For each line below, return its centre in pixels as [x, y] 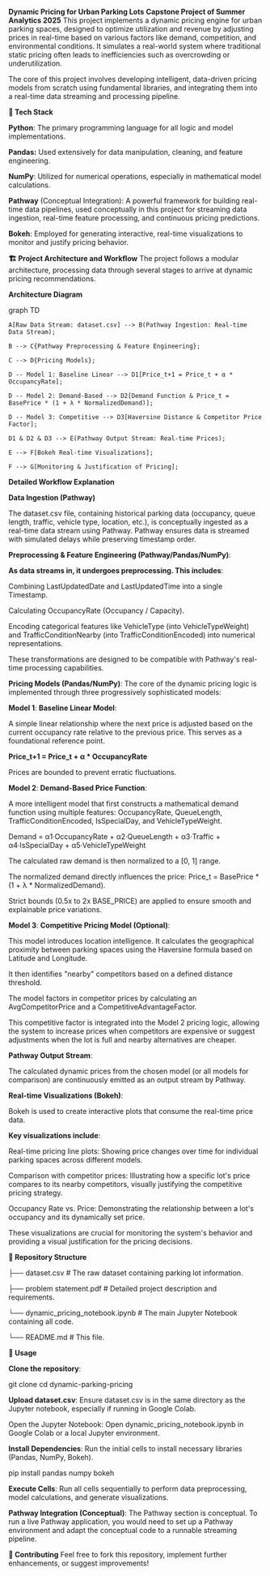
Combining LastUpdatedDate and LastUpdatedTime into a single [116, 586]
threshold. [25, 983]
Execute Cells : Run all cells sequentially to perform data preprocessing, [128, 1488]
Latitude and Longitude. [48, 958]
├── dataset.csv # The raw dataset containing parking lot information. [126, 1273]
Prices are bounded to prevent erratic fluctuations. [93, 772]
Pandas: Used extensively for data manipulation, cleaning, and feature [126, 152]
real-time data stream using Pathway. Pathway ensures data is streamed [129, 531]
